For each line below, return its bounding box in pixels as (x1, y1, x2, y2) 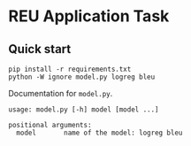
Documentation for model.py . (8, 88, 113, 98)
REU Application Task (8, 6, 170, 27)
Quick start (8, 42, 72, 57)
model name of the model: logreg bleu (16, 128, 183, 137)
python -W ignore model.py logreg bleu (8, 73, 156, 81)
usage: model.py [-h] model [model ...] (8, 105, 160, 114)
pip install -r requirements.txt (8, 65, 132, 73)
